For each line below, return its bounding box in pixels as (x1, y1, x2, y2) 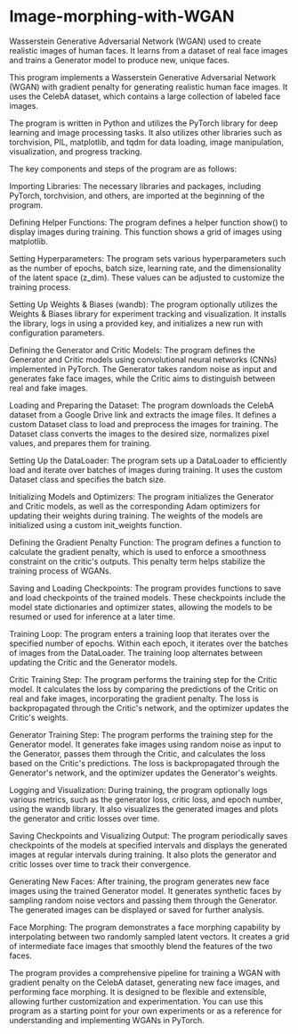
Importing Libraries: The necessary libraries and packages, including (9, 180, 262, 191)
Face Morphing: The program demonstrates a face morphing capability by (9, 922, 281, 932)
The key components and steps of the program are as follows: (9, 163, 238, 174)
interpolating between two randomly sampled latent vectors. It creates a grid (9, 931, 290, 942)
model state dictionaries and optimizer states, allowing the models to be (9, 601, 273, 612)
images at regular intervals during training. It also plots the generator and (9, 849, 278, 860)
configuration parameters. (9, 327, 105, 338)
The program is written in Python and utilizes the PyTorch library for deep (9, 118, 278, 128)
